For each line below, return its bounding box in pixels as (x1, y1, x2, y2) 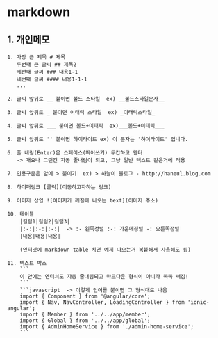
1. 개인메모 (7, 33, 50, 45)
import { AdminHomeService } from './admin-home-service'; (19, 323, 194, 330)
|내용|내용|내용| (19, 233, 61, 240)
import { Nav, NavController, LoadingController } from (19, 299, 185, 306)
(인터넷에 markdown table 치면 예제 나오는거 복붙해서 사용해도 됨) (19, 246, 192, 253)
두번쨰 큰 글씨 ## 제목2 (16, 61, 77, 68)
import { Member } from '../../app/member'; (19, 311, 151, 318)
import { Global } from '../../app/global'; (19, 317, 151, 324)
